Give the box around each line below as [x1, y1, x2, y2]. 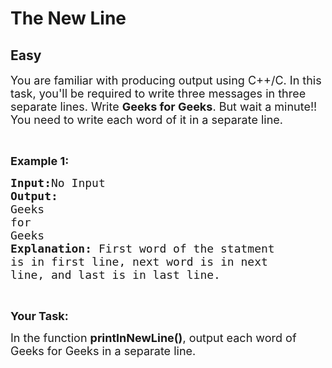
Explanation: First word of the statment [10, 242, 275, 256]
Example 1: [10, 154, 70, 168]
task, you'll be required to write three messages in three [10, 87, 307, 101]
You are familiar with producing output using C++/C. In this [10, 73, 322, 87]
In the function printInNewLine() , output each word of [10, 331, 297, 345]
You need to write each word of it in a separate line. [10, 113, 283, 127]
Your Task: [10, 309, 69, 323]
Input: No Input [10, 176, 106, 190]
